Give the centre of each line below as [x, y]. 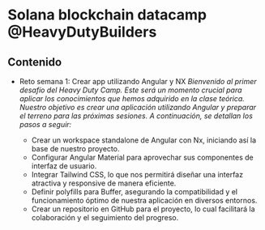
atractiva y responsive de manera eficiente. [104, 183]
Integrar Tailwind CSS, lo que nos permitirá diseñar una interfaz [137, 175]
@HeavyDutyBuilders [82, 32]
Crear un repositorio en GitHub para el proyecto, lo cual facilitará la [143, 209]
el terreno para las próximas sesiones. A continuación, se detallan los [136, 116]
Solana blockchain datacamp [107, 15]
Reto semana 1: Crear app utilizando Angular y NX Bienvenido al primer [138, 81]
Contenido [35, 62]
